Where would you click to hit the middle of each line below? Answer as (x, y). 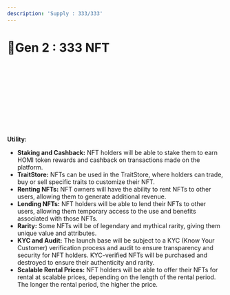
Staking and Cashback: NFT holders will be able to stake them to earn (117, 152)
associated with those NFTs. (57, 218)
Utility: (17, 139)
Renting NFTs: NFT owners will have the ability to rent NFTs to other (114, 189)
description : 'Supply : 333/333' (55, 13)
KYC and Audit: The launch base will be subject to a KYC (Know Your (116, 240)
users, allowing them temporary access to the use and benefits (106, 211)
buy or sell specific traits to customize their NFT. (86, 182)
